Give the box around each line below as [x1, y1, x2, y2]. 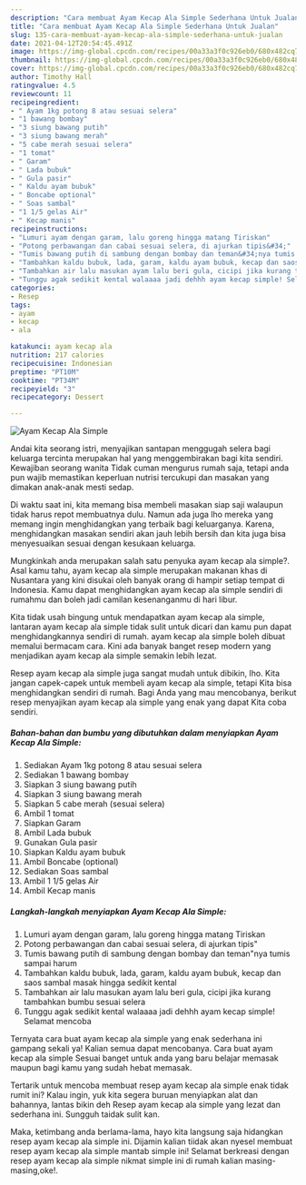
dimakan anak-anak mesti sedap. [10, 482, 134, 493]
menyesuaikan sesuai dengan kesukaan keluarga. [10, 538, 196, 549]
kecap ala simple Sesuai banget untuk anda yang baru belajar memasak [10, 1052, 280, 1063]
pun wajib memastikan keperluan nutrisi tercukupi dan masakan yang [10, 472, 270, 483]
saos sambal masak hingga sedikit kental [23, 977, 177, 988]
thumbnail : [10, 55, 52, 64]
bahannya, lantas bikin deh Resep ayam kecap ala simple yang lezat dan [10, 1100, 281, 1111]
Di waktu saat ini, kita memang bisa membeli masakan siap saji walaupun [10, 499, 284, 510]
